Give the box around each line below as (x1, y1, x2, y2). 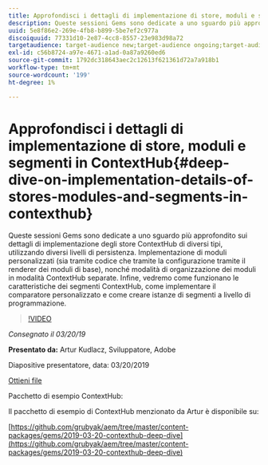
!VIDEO (27, 314, 52, 324)
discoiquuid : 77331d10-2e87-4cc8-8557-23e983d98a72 (8, 33, 183, 42)
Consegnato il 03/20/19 (8, 329, 86, 339)
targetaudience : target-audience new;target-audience (8, 41, 191, 49)
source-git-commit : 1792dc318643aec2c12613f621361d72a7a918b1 (8, 57, 219, 65)
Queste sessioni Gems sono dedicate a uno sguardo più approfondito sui (8, 231, 248, 240)
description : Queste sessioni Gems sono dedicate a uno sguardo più (8, 19, 241, 27)
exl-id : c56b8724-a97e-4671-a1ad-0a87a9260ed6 (8, 49, 166, 57)
